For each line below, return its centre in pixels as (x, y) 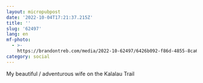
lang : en (17, 34)
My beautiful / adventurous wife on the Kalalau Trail (70, 73)
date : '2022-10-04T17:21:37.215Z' (50, 17)
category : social (28, 57)
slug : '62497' (24, 29)
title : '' (19, 23)
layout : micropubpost (34, 12)
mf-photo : (19, 40)
